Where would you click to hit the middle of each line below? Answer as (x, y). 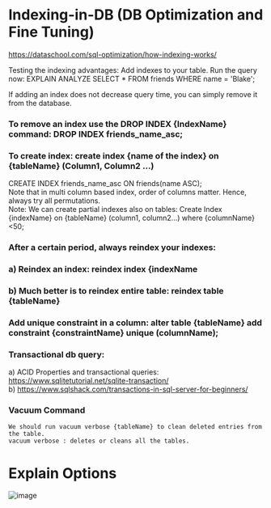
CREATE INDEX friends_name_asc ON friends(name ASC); (105, 184)
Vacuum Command (47, 410)
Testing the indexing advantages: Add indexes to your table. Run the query (133, 70)
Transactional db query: (57, 354)
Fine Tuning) (51, 32)
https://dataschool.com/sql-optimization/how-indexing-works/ (112, 54)
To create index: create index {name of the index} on (114, 155)
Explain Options (63, 473)
